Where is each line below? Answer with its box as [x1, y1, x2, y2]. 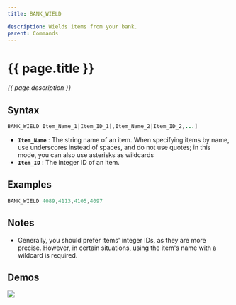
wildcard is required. [17, 251, 78, 259]
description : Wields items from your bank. [7, 23, 138, 30]
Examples [7, 178, 52, 191]
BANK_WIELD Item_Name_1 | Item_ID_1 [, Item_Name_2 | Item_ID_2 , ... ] [7, 123, 198, 130]
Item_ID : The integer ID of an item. [17, 159, 120, 166]
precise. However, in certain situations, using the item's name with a [17, 243, 217, 252]
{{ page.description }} [7, 84, 72, 92]
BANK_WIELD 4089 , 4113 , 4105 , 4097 [7, 197, 103, 205]
